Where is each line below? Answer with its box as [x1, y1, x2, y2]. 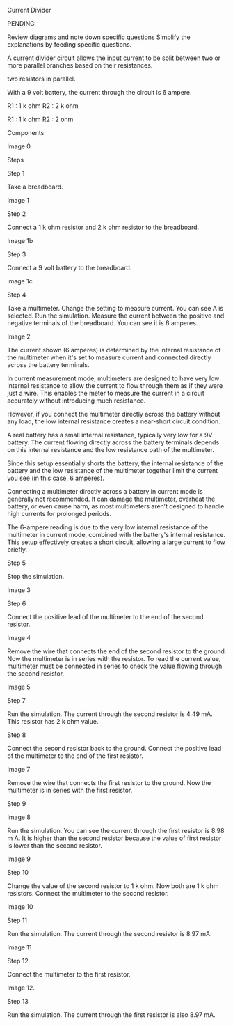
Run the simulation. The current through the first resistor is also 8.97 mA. [7, 1011, 216, 1019]
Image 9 [7, 855, 31, 863]
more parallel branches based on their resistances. [7, 61, 153, 69]
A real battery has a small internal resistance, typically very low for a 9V [7, 431, 213, 439]
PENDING [7, 20, 35, 27]
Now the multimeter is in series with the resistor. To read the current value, [7, 655, 221, 662]
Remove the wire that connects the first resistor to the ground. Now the [7, 779, 211, 786]
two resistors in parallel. [7, 75, 76, 83]
